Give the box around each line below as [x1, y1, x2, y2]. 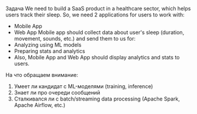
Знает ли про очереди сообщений [14, 89, 101, 96]
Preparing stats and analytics [14, 48, 86, 55]
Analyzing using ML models [14, 41, 82, 48]
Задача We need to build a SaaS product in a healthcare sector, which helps [5, 5, 191, 12]
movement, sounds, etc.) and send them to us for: [14, 35, 136, 42]
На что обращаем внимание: [5, 72, 78, 78]
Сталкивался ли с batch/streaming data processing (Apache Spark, [14, 95, 180, 102]
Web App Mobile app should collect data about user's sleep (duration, [14, 29, 185, 36]
